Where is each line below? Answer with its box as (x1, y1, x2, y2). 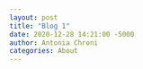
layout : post (9, 13, 58, 22)
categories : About (9, 47, 78, 56)
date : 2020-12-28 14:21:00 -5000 (9, 30, 135, 39)
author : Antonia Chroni (9, 38, 99, 47)
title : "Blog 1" (9, 22, 70, 30)
